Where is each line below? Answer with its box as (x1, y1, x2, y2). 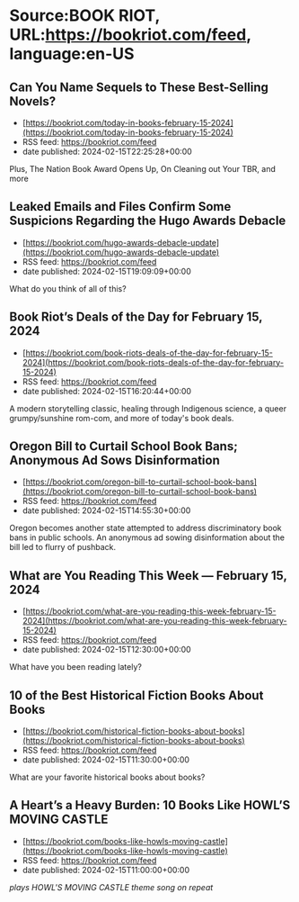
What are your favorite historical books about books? (9, 771, 206, 783)
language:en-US (9, 44, 135, 64)
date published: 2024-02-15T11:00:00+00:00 (22, 864, 190, 875)
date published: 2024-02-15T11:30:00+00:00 (22, 754, 190, 765)
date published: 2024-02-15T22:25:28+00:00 (22, 146, 193, 157)
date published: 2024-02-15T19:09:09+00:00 (22, 266, 191, 276)
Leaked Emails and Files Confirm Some (9, 199, 232, 214)
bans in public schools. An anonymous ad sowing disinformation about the (9, 532, 286, 543)
